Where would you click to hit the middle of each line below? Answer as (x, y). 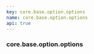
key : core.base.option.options (46, 12)
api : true (19, 23)
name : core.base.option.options (47, 18)
